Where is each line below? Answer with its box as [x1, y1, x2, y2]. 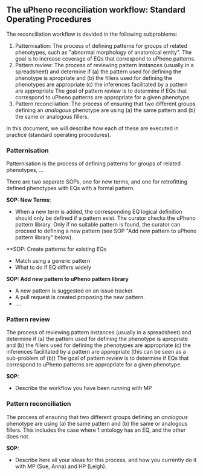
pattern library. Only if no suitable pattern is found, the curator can [14, 221, 181, 228]
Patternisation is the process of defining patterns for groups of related [6, 160, 181, 167]
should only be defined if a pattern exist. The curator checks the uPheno [14, 214, 196, 222]
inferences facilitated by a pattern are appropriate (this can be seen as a [6, 348, 186, 355]
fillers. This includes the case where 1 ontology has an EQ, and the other [6, 426, 186, 434]
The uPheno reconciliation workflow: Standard [6, 5, 186, 15]
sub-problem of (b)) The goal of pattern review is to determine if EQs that [6, 354, 189, 362]
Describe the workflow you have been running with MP [14, 385, 152, 392]
